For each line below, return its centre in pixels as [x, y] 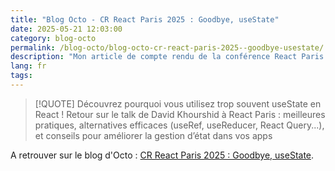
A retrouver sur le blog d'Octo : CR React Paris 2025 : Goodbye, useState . [162, 155]
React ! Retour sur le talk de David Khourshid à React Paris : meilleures [180, 114]
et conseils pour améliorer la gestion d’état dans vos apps [153, 135]
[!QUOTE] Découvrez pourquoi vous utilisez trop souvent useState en [178, 103]
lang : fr [28, 66]
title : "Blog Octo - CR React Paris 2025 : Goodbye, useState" [145, 19]
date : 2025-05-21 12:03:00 [66, 29]
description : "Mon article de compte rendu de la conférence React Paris [167, 57]
